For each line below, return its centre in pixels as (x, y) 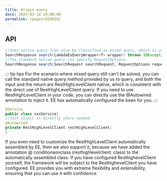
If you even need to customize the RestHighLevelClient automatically (75, 141)
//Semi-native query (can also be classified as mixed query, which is (81, 51)
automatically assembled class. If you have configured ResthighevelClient (81, 157)
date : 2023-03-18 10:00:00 (33, 14)
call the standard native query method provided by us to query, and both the (83, 79)
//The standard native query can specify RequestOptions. (66, 60)
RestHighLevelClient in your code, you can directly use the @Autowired (78, 95)
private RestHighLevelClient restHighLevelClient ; (59, 128)
